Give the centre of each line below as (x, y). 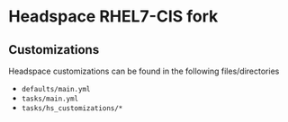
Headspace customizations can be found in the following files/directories (144, 71)
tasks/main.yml (50, 99)
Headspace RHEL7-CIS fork (113, 17)
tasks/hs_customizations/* (72, 109)
